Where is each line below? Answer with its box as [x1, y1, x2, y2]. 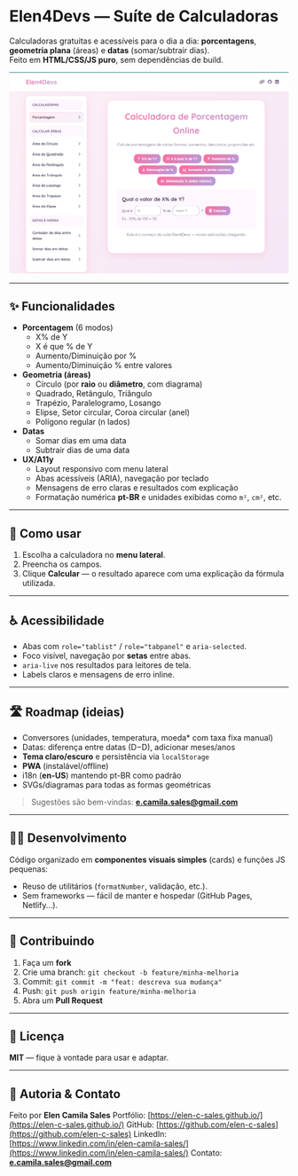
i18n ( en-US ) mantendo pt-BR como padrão [21, 770, 182, 780]
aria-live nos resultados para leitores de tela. [21, 660, 192, 670]
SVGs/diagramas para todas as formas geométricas [21, 779, 211, 790]
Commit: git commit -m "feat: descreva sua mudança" [21, 976, 223, 986]
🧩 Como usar [9, 526, 82, 541]
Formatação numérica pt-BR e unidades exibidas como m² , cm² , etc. [35, 492, 282, 503]
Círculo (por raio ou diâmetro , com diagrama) [35, 379, 203, 389]
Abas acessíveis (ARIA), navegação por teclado [35, 473, 209, 484]
